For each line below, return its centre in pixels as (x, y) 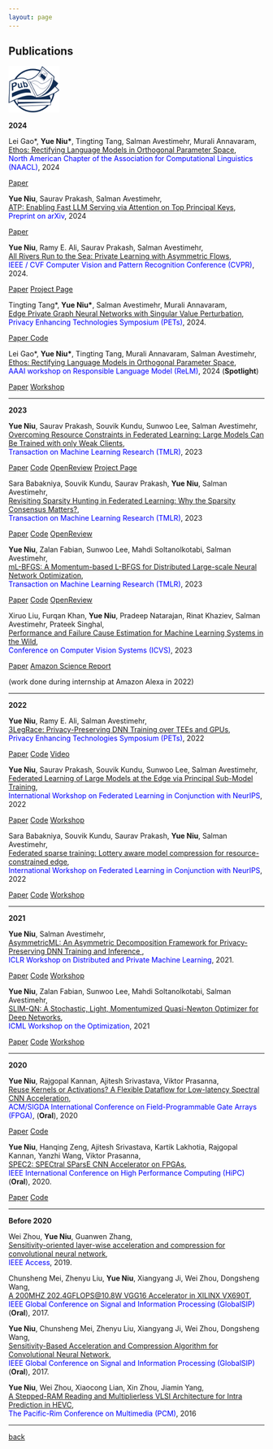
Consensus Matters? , (44, 509)
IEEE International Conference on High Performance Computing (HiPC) (127, 1173)
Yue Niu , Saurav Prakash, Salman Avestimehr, (85, 199)
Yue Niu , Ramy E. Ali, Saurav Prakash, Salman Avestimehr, (106, 247)
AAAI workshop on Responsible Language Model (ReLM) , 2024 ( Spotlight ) (134, 371)
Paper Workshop (37, 387)
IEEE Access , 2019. (40, 1263)
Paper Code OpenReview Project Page (73, 468)
